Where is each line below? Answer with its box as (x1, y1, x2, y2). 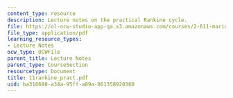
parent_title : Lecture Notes (7, 55, 92, 62)
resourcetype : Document (7, 68, 76, 75)
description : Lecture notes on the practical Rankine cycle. (7, 17, 188, 23)
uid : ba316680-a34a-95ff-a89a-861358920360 (7, 81, 135, 88)
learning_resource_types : (7, 36, 82, 43)
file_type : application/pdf (7, 29, 89, 37)
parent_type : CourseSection (7, 61, 89, 68)
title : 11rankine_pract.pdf (7, 74, 89, 81)
